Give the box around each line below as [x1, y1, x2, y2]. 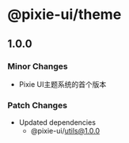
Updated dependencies [18, 118, 97, 127]
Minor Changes [7, 61, 68, 72]
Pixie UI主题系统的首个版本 [18, 79, 107, 88]
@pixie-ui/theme [7, 6, 122, 24]
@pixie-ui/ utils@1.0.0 [30, 126, 101, 136]
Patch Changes [7, 100, 68, 111]
